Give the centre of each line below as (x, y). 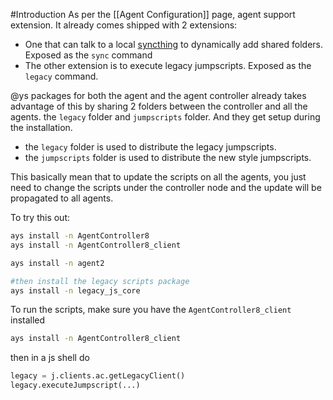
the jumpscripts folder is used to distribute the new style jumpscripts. (168, 157)
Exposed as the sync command (88, 55)
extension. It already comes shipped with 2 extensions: (124, 25)
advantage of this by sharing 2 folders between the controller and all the (159, 106)
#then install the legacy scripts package (100, 281)
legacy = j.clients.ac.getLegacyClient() (98, 376)
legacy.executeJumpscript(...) (75, 385)
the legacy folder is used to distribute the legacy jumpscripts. (150, 147)
